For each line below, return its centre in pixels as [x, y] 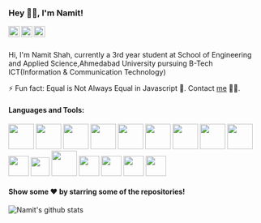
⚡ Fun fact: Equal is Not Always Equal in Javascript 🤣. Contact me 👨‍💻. [124, 88]
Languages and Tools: [47, 109]
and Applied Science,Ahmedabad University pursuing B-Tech [111, 63]
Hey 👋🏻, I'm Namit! [46, 13]
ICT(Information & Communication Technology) [87, 72]
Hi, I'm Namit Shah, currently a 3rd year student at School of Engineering [130, 55]
